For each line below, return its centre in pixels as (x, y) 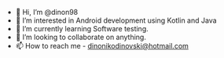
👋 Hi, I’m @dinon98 (47, 12)
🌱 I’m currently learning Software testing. (82, 29)
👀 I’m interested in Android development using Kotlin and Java (116, 20)
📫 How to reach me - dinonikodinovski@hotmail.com (102, 46)
